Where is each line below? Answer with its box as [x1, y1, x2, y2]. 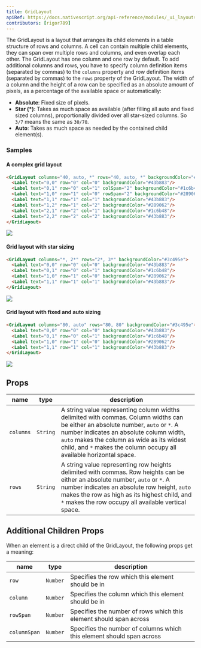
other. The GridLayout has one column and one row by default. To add [6, 55, 179, 63]
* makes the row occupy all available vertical [60, 498, 187, 506]
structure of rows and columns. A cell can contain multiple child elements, [6, 43, 189, 50]
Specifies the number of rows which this [69, 607, 184, 616]
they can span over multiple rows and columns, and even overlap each [6, 49, 181, 56]
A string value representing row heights [60, 461, 172, 469]
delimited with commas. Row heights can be [60, 468, 185, 476]
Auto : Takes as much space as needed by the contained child [14, 124, 167, 132]
